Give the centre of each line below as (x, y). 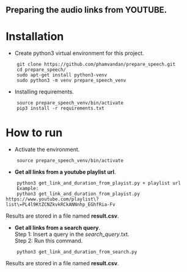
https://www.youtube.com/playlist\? (52, 199)
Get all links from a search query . (57, 228)
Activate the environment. (47, 150)
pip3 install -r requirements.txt (61, 108)
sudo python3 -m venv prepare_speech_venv (71, 81)
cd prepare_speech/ (42, 70)
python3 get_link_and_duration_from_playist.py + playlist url (99, 183)
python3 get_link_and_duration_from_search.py (77, 252)
